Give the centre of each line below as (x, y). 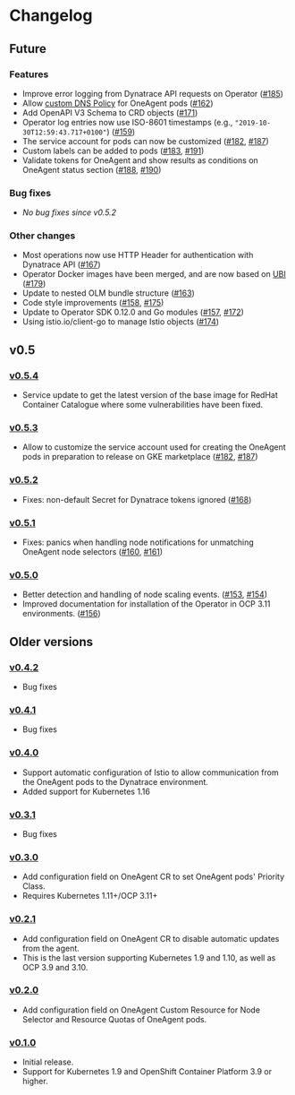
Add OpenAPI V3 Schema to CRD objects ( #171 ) (110, 112)
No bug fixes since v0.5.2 (69, 212)
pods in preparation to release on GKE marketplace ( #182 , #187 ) (140, 457)
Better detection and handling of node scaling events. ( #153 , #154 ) (145, 595)
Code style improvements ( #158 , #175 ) (93, 303)
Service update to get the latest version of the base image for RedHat (150, 395)
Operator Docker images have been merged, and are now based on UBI (154, 274)
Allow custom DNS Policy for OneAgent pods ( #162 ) (118, 103)
